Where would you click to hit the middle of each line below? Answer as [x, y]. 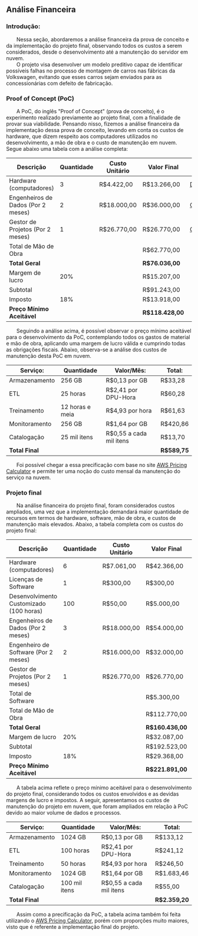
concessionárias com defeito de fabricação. [60, 83]
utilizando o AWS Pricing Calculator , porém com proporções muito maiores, [98, 921]
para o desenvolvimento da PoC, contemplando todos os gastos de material [98, 337]
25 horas [73, 393]
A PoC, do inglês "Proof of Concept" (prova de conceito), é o [91, 111]
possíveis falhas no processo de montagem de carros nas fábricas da [91, 71]
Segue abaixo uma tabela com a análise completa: [67, 149]
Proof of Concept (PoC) [40, 98]
